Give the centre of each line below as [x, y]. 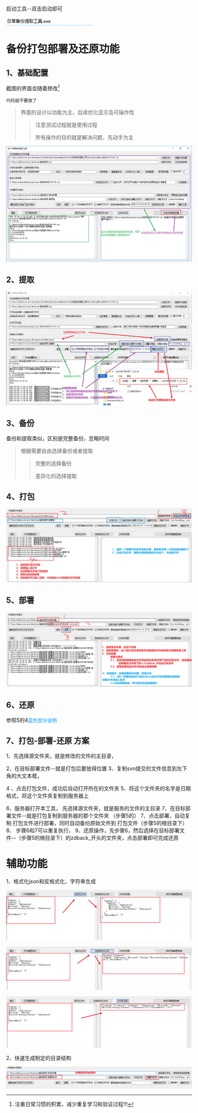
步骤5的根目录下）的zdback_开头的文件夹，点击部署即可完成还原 [100, 838]
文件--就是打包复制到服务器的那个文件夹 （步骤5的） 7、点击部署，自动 [98, 816]
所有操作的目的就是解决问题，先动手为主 [84, 137]
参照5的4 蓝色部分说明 [32, 720]
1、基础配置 [27, 73]
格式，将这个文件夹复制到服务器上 [47, 796]
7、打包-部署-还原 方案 [48, 740]
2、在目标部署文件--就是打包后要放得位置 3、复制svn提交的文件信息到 [92, 768]
